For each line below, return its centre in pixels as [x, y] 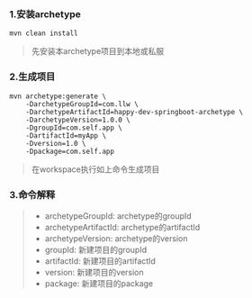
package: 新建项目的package [99, 283]
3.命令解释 [32, 194]
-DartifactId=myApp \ [66, 135]
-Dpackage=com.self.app [70, 151]
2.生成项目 [32, 77]
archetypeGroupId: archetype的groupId [118, 216]
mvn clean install [44, 33]
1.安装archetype [45, 14]
